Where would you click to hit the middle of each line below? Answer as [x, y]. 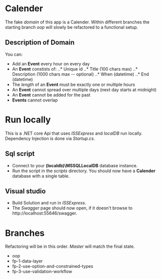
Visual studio [26, 191]
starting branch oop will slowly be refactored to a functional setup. [72, 27]
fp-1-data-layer [27, 261]
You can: [14, 54]
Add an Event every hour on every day [51, 63]
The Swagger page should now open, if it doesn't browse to [72, 208]
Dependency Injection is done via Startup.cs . [50, 138]
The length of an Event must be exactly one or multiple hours [73, 84]
